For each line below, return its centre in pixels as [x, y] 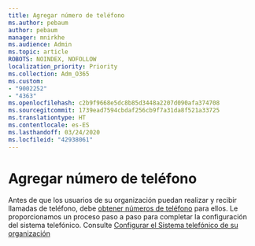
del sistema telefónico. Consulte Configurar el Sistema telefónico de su [123, 226]
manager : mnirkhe [37, 37]
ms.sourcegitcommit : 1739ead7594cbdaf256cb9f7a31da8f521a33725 [114, 111]
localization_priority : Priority [63, 67]
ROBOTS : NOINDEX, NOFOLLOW [52, 60]
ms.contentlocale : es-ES [49, 125]
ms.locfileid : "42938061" [50, 140]
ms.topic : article [38, 52]
